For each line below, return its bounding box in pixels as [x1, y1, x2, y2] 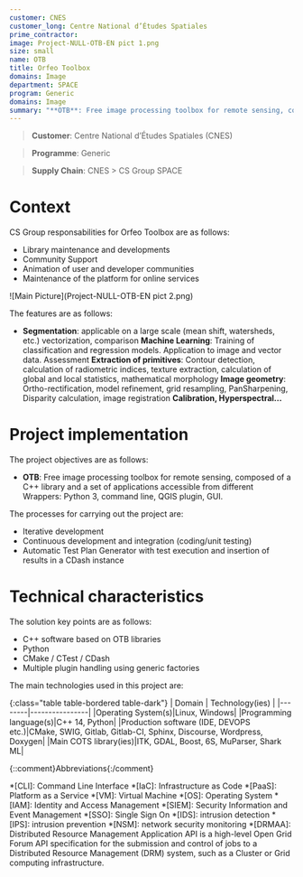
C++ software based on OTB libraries [22, 634, 161, 645]
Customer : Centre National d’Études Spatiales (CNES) [31, 130, 233, 141]
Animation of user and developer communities [22, 264, 195, 275]
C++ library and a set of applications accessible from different [22, 481, 254, 492]
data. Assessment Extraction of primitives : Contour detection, [22, 354, 255, 366]
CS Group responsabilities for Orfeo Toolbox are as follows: [9, 227, 230, 238]
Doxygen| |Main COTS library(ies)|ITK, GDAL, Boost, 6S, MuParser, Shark [9, 736, 282, 747]
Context [9, 197, 71, 218]
